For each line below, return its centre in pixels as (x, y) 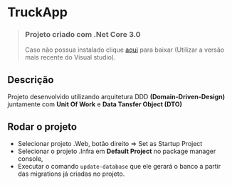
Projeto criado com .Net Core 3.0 (83, 35)
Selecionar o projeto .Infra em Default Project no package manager (117, 151)
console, (30, 159)
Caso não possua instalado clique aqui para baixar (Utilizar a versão (125, 50)
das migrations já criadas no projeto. (71, 174)
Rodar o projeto (42, 127)
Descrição (31, 80)
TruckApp (37, 12)
